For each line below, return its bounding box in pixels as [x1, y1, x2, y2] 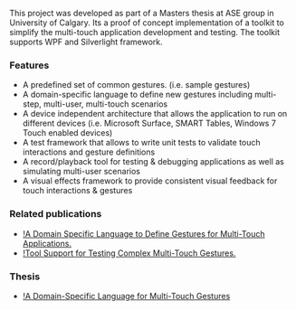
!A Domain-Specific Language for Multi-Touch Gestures [22, 290, 231, 301]
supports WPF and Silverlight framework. [9, 36, 163, 47]
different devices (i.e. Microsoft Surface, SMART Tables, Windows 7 [22, 117, 276, 129]
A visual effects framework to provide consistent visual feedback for [22, 175, 278, 186]
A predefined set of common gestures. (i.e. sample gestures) [22, 80, 251, 90]
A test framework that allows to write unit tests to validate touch [22, 137, 261, 148]
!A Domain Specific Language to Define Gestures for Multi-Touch [22, 228, 265, 239]
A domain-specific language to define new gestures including [22, 89, 253, 100]
